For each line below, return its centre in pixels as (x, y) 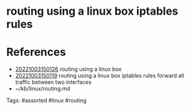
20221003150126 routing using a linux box (68, 69)
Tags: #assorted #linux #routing (46, 101)
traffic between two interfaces (53, 82)
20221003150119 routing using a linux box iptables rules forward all (100, 76)
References (36, 52)
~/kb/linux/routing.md (42, 89)
